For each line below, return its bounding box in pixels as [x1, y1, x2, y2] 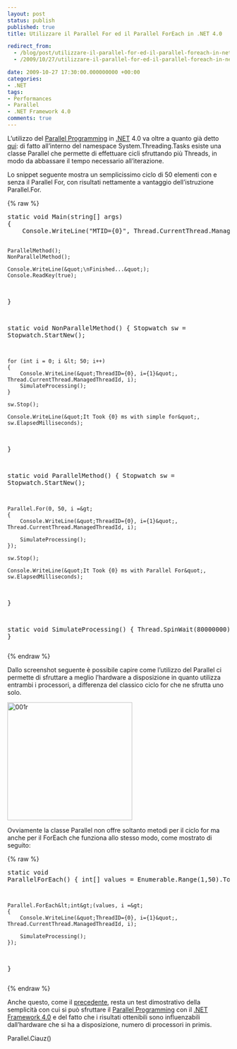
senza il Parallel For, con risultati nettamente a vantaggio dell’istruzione [7, 177, 214, 186]
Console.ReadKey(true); [7, 271, 78, 279]
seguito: [7, 840, 31, 849]
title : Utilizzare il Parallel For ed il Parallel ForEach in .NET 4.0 [7, 30, 222, 37]
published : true [7, 23, 55, 30]
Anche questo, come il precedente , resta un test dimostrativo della [7, 997, 201, 1006]
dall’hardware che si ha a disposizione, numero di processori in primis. [7, 1020, 212, 1029]
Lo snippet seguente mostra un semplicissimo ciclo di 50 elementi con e [7, 170, 217, 179]
